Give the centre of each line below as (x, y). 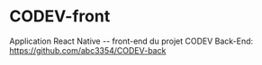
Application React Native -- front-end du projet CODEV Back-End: (131, 41)
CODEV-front (60, 16)
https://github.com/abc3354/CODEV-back (88, 50)
